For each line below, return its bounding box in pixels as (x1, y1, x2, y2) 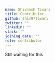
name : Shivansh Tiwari (5, 7, 51, 12)
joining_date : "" (5, 34, 40, 39)
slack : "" (5, 29, 25, 34)
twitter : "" (5, 20, 29, 25)
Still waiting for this (5, 51, 43, 57)
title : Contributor (5, 12, 44, 16)
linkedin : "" (5, 25, 31, 30)
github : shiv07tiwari (5, 16, 49, 21)
